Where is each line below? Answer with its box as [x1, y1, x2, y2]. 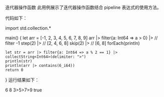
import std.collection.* [5, 25, 52, 31]
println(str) [5, 59, 33, 64]
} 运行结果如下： [5, 77, 39, 83]
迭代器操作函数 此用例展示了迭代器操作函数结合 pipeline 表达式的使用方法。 [5, 5, 161, 10]
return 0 [5, 67, 24, 72]
